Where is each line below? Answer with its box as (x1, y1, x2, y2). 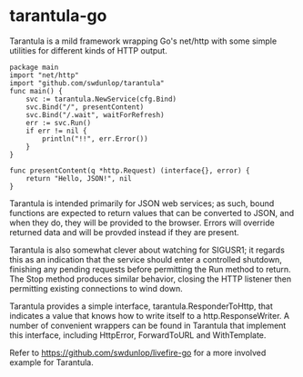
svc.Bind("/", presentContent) (25, 102, 145, 112)
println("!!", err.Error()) (42, 134, 148, 144)
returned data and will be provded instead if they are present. (9, 226, 239, 237)
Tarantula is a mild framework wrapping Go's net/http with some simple (9, 35, 278, 46)
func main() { (9, 86, 64, 95)
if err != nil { (25, 126, 88, 135)
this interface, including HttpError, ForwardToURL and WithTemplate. (9, 329, 267, 341)
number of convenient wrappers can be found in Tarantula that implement (9, 320, 287, 331)
